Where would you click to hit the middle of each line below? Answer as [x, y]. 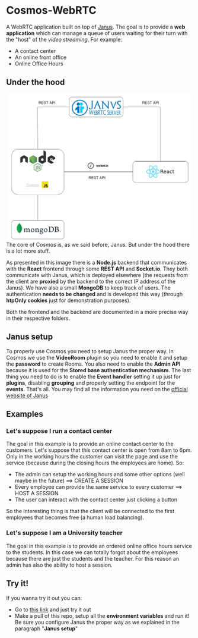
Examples [25, 414]
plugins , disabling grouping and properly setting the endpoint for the [91, 383]
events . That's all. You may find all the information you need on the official [97, 389]
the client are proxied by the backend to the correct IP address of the [91, 281]
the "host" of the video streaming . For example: [64, 39]
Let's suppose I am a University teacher [64, 533]
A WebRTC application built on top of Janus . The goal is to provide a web [96, 27]
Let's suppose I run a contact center [59, 431]
